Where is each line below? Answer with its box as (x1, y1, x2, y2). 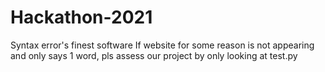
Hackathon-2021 (10, 6, 153, 29)
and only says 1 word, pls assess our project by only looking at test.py (10, 49, 298, 61)
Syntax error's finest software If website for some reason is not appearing (10, 39, 315, 51)
